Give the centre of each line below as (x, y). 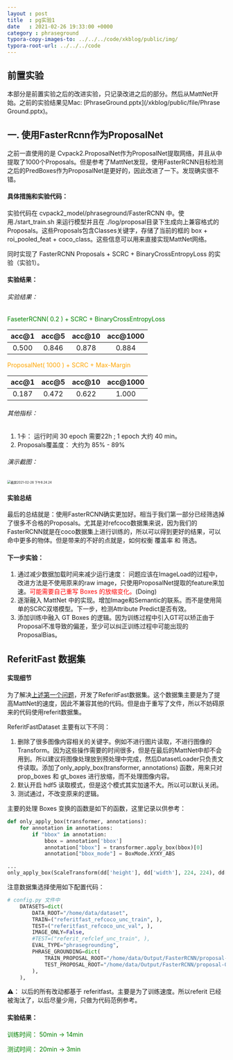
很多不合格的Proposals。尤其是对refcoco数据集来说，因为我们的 (105, 523)
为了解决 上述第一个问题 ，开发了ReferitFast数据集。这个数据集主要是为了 (111, 695)
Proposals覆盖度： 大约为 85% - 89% (71, 444)
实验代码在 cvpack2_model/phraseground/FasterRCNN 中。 (93, 213)
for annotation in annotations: (66, 828)
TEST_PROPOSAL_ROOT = (74, 965)
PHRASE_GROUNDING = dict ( (66, 952)
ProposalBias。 (39, 635)
